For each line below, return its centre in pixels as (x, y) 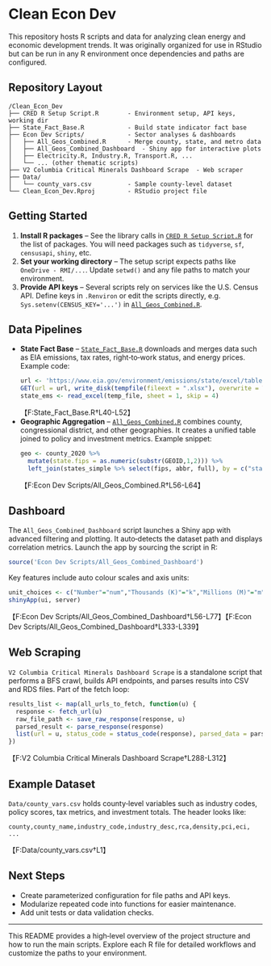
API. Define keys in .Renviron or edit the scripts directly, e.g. (120, 295)
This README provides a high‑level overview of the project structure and (129, 935)
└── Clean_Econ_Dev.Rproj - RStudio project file (108, 191)
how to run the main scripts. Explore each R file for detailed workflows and (132, 944)
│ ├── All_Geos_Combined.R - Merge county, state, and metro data (135, 141)
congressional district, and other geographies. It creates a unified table (138, 430)
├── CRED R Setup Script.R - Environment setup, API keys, (122, 113)
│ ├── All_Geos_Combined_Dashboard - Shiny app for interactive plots (135, 149)
